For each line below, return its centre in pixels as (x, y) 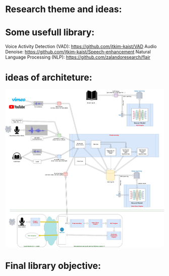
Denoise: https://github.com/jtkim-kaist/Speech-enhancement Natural (78, 52)
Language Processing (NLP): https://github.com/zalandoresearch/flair (78, 57)
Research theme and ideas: (64, 9)
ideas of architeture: (49, 78)
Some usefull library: (50, 33)
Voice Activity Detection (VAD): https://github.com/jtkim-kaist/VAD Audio (81, 47)
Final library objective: (53, 266)
